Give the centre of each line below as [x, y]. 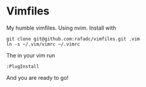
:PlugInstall [23, 66]
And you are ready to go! [37, 77]
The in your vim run [31, 55]
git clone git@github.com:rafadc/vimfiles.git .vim [73, 39]
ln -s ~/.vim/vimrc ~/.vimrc [43, 44]
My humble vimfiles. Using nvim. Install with [61, 28]
